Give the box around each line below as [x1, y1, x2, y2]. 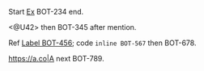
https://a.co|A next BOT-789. [8, 54, 104, 63]
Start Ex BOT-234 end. [8, 7, 84, 16]
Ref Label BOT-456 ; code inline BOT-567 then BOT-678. [8, 38, 197, 48]
